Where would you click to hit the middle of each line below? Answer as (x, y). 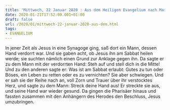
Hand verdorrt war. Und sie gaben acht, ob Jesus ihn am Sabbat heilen (79, 53)
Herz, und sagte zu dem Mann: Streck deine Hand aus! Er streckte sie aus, (83, 86)
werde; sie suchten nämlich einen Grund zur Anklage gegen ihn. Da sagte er (85, 59)
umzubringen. (20, 102)
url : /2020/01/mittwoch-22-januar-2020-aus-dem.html (62, 24)
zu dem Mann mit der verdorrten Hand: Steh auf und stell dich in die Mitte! (83, 64)
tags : (11, 29)
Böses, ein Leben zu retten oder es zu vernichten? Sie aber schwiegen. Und (84, 75)
